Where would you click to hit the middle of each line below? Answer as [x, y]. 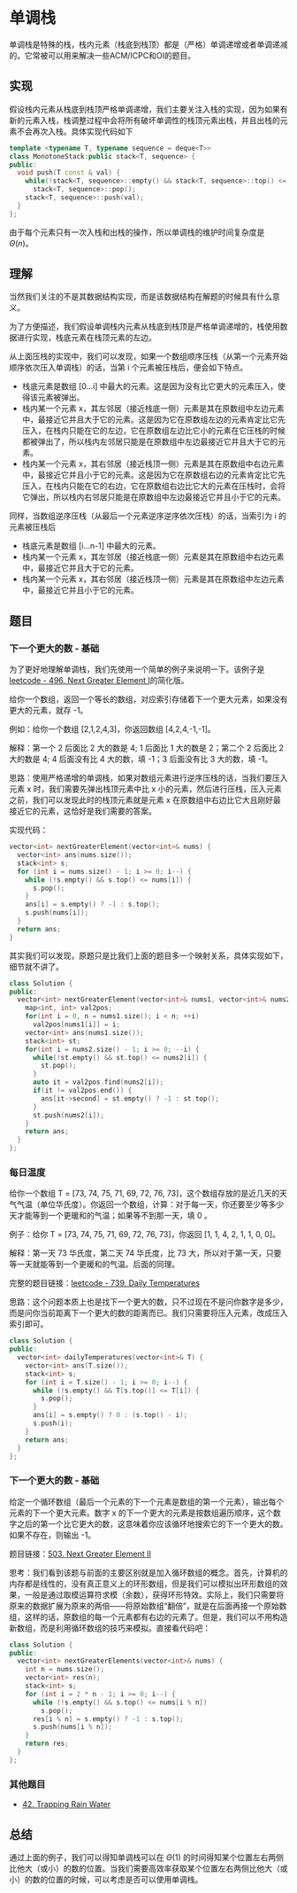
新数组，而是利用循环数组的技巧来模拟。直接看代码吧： [110, 1628]
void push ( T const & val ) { [69, 173]
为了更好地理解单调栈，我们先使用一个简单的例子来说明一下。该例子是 [137, 669]
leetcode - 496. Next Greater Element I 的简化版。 [99, 681]
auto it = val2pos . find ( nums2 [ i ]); [98, 1082]
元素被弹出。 [61, 397]
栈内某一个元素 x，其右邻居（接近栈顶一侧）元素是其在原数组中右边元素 [153, 464]
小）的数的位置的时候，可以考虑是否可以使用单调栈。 [106, 1879]
